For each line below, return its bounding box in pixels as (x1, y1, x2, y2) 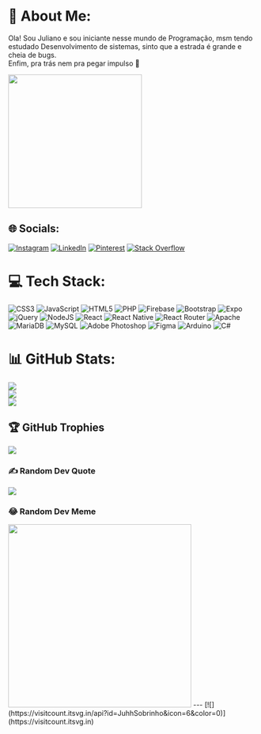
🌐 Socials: (8, 222, 60, 236)
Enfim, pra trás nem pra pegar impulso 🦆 (8, 59, 140, 68)
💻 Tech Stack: (8, 272, 106, 290)
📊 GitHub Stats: (8, 350, 116, 367)
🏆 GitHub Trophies (8, 421, 105, 435)
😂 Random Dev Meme (8, 506, 96, 517)
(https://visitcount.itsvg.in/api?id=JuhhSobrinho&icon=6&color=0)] (8, 709, 226, 718)
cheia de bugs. (8, 50, 57, 59)
